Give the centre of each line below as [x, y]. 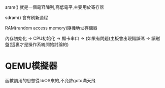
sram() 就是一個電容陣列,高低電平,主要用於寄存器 [55, 7]
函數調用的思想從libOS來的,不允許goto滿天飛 [50, 80]
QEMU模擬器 [31, 66]
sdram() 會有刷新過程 [27, 18]
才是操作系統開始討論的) [44, 44]
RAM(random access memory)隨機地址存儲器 [51, 28]
